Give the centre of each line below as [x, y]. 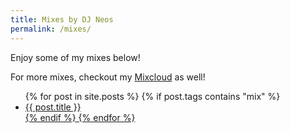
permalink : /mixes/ [51, 29]
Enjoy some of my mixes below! [75, 57]
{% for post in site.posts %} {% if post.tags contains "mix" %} [152, 96]
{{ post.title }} [53, 107]
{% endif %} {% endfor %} [80, 117]
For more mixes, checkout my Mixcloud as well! [108, 77]
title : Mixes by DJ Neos [62, 19]
